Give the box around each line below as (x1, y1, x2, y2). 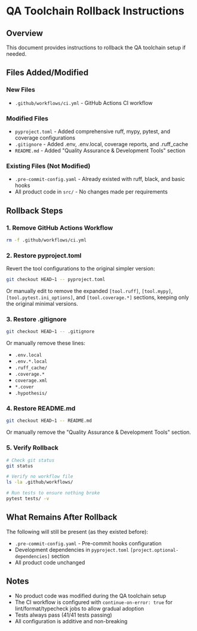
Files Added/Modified (6, 68, 88, 78)
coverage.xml (14, 378, 48, 384)
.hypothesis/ (14, 391, 48, 397)
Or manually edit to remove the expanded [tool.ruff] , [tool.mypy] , (6, 288, 173, 295)
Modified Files (6, 114, 49, 122)
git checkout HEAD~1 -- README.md (6, 418, 93, 424)
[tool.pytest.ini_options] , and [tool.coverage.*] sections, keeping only (6, 294, 189, 301)
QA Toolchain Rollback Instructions (6, 4, 184, 18)
